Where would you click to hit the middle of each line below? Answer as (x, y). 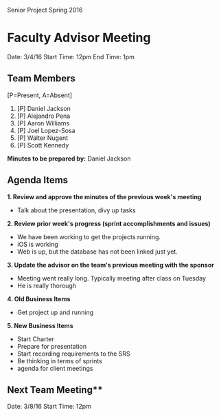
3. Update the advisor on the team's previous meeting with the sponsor (110, 265)
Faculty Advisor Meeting (79, 38)
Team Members (41, 79)
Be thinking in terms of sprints (60, 360)
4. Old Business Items (39, 298)
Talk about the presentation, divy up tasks (76, 210)
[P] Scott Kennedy (43, 145)
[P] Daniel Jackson (44, 108)
